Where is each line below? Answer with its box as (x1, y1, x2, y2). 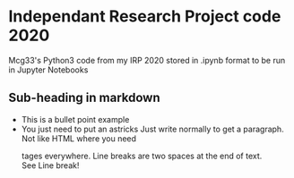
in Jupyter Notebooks (8, 64, 89, 75)
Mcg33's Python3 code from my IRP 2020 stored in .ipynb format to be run (8, 55, 286, 65)
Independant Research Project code (8, 6, 281, 27)
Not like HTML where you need (21, 132, 136, 144)
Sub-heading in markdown (8, 90, 160, 106)
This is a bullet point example (21, 114, 130, 124)
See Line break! (21, 159, 80, 171)
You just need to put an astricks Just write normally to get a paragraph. (21, 123, 284, 134)
